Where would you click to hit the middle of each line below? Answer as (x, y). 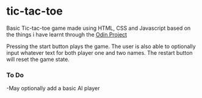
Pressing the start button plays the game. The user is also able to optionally (101, 46)
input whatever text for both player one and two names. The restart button (100, 52)
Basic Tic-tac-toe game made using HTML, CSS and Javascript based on (99, 28)
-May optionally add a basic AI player (53, 88)
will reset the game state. (38, 59)
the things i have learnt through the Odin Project (67, 34)
